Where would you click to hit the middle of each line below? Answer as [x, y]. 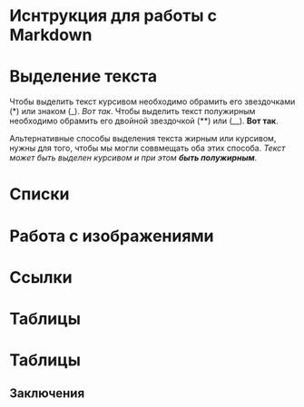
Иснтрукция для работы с [113, 16]
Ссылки [41, 277]
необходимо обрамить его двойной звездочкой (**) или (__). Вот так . [144, 121]
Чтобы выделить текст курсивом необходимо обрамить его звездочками [152, 102]
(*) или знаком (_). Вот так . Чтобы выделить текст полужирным [132, 111]
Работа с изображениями [112, 236]
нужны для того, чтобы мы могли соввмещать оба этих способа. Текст [147, 148]
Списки [39, 194]
